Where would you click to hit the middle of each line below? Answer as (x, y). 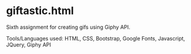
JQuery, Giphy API (29, 45)
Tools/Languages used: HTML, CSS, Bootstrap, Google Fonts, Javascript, (96, 38)
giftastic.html (40, 11)
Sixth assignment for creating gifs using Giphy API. (68, 27)
